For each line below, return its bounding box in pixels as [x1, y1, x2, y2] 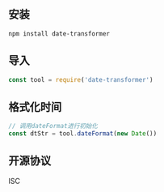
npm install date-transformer [8, 29, 111, 38]
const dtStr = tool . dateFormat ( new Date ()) [8, 130, 158, 138]
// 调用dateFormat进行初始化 [8, 122, 99, 130]
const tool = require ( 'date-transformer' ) [8, 75, 153, 83]
